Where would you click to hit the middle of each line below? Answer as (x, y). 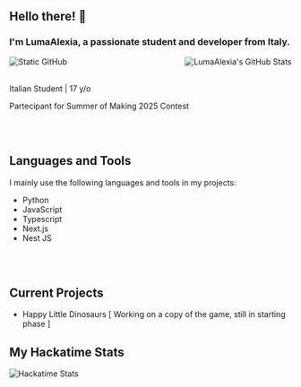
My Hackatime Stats (67, 352)
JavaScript (42, 209)
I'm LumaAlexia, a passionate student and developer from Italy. (150, 42)
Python (35, 200)
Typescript (42, 219)
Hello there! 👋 (48, 17)
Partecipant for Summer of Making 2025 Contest (99, 106)
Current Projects (56, 292)
